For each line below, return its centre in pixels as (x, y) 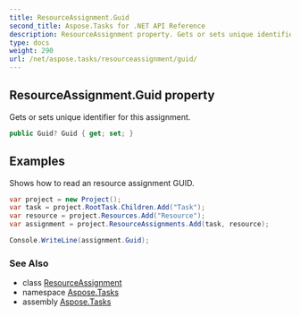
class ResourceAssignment (72, 283)
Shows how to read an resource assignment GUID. (102, 183)
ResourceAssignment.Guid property (112, 95)
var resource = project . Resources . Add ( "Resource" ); (107, 216)
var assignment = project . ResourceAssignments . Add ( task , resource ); (139, 225)
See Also (29, 263)
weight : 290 (31, 51)
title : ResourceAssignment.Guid (69, 17)
